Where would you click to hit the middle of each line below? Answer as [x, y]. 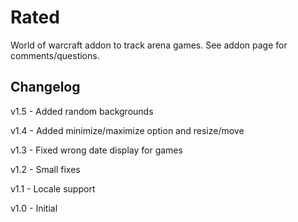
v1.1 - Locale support [53, 188]
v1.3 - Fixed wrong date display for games [96, 150]
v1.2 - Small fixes [45, 169]
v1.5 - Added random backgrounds [82, 111]
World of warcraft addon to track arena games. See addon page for [149, 45]
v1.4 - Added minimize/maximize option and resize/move [127, 130]
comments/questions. [55, 55]
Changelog [45, 87]
